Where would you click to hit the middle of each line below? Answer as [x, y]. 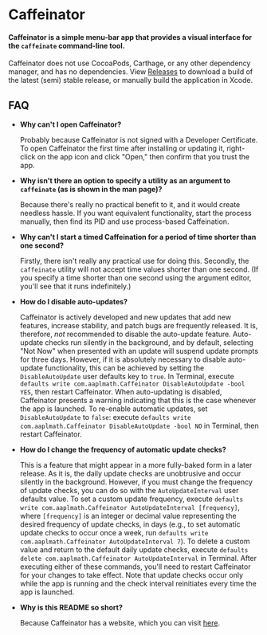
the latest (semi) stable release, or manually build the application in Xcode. [131, 80]
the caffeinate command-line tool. [67, 45]
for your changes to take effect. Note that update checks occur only [132, 575]
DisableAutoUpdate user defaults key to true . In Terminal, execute [127, 377]
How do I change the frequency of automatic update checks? [123, 450]
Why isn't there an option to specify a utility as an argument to [125, 181]
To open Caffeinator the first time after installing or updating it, [122, 148]
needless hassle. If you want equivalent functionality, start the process [136, 214]
